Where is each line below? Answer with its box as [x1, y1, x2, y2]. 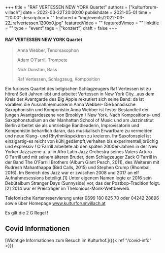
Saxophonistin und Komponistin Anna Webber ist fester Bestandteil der [5, 107, 149, 113]
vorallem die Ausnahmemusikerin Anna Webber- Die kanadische [5, 101, 136, 108]
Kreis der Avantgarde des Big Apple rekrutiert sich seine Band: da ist [5, 96, 144, 102]
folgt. [149, 180, 160, 186]
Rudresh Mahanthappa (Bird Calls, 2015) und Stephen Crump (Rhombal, [5, 165, 151, 170]
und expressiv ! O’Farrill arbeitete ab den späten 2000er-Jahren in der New [5, 143, 158, 150]
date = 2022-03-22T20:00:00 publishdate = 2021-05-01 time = [23, 9, 152, 15]
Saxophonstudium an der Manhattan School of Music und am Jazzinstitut [5, 117, 154, 123]
